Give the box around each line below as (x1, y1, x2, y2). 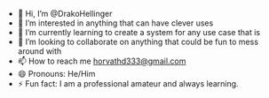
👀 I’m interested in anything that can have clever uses (17, 18, 214, 28)
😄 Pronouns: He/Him (17, 69, 96, 79)
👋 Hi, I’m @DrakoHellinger (17, 9, 113, 19)
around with (17, 46, 62, 57)
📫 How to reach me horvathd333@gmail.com (17, 56, 186, 66)
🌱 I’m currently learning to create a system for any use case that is (17, 27, 260, 37)
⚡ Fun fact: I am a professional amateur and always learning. (17, 79, 239, 88)
